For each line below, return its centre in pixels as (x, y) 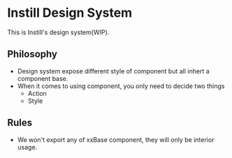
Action (37, 93)
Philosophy (32, 54)
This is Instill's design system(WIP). (58, 32)
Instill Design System (70, 13)
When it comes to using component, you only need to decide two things (121, 86)
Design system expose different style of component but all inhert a (113, 71)
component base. (43, 78)
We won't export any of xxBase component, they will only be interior (116, 139)
